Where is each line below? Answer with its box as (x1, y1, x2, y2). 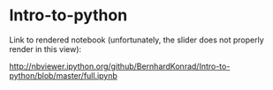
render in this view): (9, 43, 82, 54)
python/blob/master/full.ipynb (9, 70, 118, 80)
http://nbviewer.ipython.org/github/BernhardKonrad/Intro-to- (9, 61, 231, 71)
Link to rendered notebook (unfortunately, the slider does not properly (9, 34, 265, 45)
